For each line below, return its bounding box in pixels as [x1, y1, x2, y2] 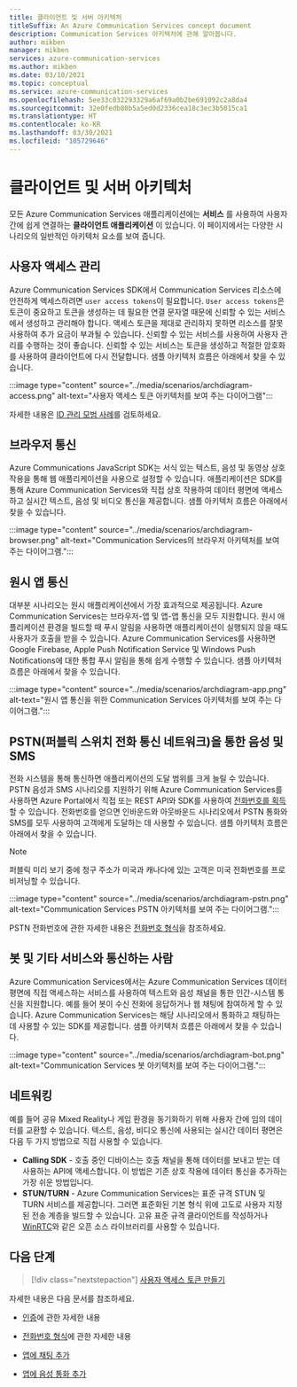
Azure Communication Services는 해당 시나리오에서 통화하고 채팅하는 [35, 1009, 281, 1020]
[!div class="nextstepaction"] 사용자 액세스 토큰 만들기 [30, 1274, 226, 1285]
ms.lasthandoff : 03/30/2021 [9, 129, 113, 137]
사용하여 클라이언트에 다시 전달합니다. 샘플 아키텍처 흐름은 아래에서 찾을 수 [18, 351, 277, 362]
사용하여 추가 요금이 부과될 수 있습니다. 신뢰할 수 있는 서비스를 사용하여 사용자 [9, 329, 279, 339]
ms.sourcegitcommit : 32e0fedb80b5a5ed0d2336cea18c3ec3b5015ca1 [9, 104, 248, 113]
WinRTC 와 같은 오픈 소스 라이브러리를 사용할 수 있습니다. [21, 1220, 220, 1232]
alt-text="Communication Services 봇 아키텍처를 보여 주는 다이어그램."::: [9, 1060, 266, 1071]
